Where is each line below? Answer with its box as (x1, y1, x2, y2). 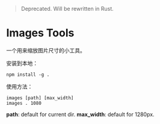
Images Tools (6, 26, 75, 40)
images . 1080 (6, 100, 42, 106)
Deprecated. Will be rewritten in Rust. (20, 5, 114, 12)
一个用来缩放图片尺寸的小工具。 (6, 46, 85, 54)
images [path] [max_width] (6, 95, 74, 101)
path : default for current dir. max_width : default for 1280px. (6, 111, 155, 118)
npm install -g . (6, 72, 50, 78)
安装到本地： (6, 60, 38, 67)
